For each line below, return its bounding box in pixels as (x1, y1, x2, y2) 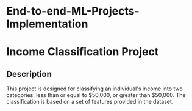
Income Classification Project (6, 45, 159, 59)
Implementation (6, 17, 88, 31)
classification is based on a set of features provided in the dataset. (6, 98, 174, 106)
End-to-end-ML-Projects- (6, 4, 140, 18)
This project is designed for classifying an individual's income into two (6, 85, 183, 92)
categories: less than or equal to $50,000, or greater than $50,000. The (6, 92, 186, 99)
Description (6, 69, 52, 79)
